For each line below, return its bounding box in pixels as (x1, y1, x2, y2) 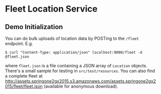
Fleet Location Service (5, 3, 98, 15)
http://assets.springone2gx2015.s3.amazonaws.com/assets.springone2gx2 (5, 78, 156, 84)
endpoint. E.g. (5, 41, 33, 47)
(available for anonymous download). (43, 83, 118, 89)
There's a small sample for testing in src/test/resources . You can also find (5, 68, 155, 74)
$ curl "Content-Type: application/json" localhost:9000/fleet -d (5, 50, 143, 55)
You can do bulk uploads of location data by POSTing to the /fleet (5, 35, 139, 41)
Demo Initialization (5, 23, 63, 31)
